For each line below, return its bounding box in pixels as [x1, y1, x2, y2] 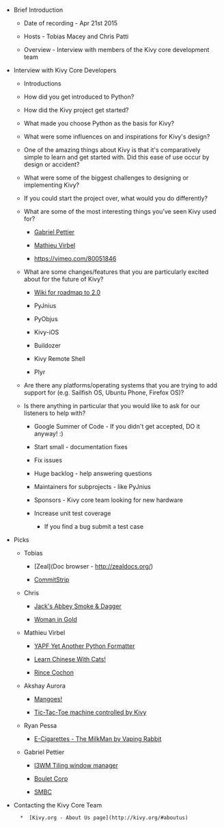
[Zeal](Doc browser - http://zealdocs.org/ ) [33, 562, 154, 570]
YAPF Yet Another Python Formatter [33, 642, 135, 650]
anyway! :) [33, 429, 64, 438]
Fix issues [33, 456, 63, 464]
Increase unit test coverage [33, 510, 111, 517]
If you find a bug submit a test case [44, 523, 144, 530]
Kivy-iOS [33, 328, 59, 336]
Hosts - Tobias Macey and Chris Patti [23, 32, 129, 40]
